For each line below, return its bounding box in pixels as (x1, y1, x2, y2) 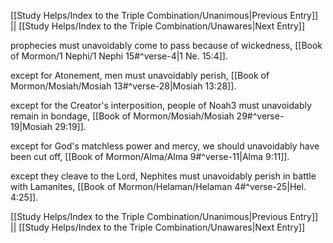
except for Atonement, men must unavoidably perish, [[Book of (10, 70, 270, 81)
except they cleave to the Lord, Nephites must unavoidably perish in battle (10, 170, 317, 182)
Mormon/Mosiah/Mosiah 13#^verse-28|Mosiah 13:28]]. (10, 80, 237, 92)
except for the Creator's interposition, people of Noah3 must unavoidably (10, 100, 312, 111)
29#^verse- (236, 110, 285, 122)
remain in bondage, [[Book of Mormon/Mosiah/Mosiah (10, 110, 235, 122)
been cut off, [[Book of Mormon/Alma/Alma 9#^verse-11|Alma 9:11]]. (10, 151, 290, 162)
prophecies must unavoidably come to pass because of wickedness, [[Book (10, 40, 323, 51)
